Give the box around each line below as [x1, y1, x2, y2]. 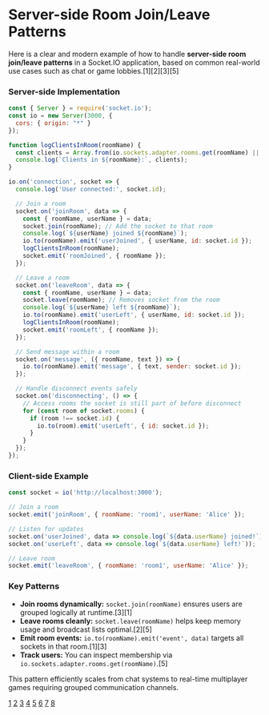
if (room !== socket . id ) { [29, 414, 120, 422]
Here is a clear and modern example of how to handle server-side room [8, 49, 247, 58]
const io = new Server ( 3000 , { [8, 112, 113, 120]
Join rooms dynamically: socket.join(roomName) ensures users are [19, 599, 243, 609]
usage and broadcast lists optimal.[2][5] [19, 625, 152, 634]
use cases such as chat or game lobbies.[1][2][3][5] [8, 66, 179, 75]
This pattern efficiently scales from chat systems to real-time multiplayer [8, 674, 248, 684]
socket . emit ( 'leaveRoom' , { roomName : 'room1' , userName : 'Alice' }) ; [8, 562, 249, 570]
